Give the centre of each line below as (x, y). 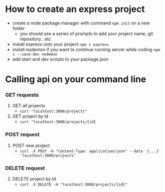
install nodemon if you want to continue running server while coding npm (86, 49)
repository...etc (35, 39)
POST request (22, 135)
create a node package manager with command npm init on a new (81, 23)
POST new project (31, 145)
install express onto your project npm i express (61, 44)
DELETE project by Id (34, 179)
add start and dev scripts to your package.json (60, 59)
